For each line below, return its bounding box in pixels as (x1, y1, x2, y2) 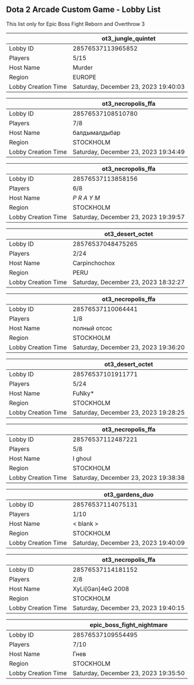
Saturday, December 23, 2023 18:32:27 (72, 278, 185, 286)
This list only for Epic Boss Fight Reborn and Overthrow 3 (6, 20, 145, 27)
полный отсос (72, 324, 113, 332)
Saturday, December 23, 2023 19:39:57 (72, 213, 185, 221)
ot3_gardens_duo (103, 490, 154, 498)
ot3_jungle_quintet (102, 34, 156, 42)
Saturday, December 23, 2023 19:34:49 (72, 147, 185, 155)
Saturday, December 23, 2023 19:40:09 (72, 538, 185, 547)
